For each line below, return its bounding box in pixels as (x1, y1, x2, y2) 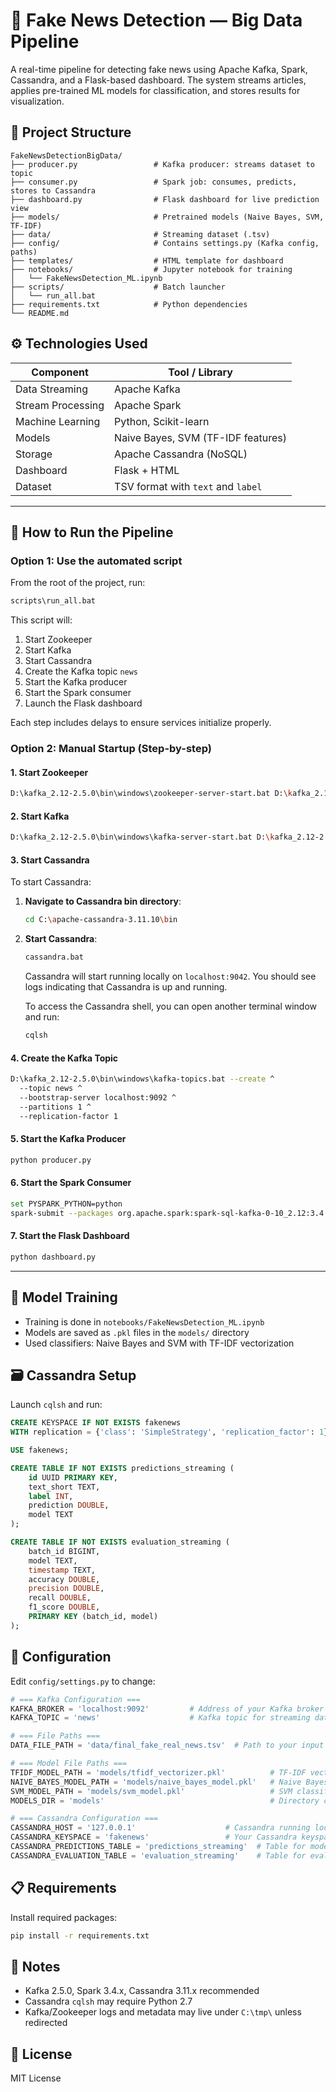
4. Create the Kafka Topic (10, 1052, 119, 1064)
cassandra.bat (24, 952, 84, 963)
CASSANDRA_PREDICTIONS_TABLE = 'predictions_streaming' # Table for (10, 1842, 307, 1852)
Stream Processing (15, 398, 105, 412)
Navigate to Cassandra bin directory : (24, 895, 182, 908)
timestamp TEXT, (28, 1565, 97, 1575)
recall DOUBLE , (28, 1593, 92, 1603)
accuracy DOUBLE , (28, 1574, 101, 1584)
